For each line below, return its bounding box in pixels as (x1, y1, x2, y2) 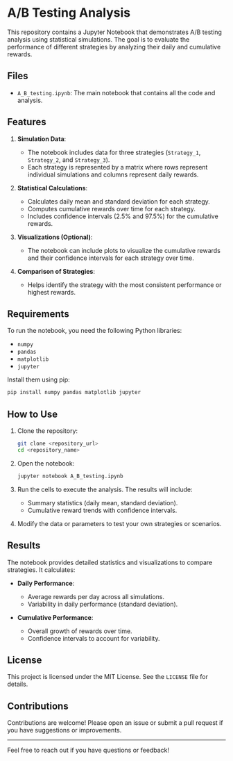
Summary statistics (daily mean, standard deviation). (27, 498, 178, 507)
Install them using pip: (7, 375, 71, 384)
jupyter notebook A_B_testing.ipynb (17, 473, 123, 480)
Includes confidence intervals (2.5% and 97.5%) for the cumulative (27, 212, 218, 220)
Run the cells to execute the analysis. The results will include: (17, 485, 193, 493)
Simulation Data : (17, 134, 67, 143)
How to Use (7, 408, 58, 420)
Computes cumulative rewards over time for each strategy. (27, 204, 196, 213)
